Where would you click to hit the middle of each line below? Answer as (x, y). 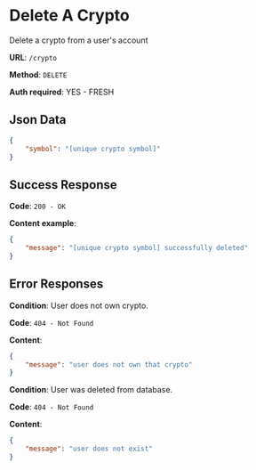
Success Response (63, 185)
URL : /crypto (33, 57)
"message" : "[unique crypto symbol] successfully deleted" (137, 248)
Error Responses (56, 284)
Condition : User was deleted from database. (91, 390)
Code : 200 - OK (38, 207)
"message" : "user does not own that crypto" (109, 365)
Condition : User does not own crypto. (79, 305)
